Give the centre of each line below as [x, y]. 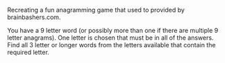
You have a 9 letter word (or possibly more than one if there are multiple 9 [113, 30]
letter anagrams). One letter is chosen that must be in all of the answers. [110, 38]
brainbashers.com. [34, 17]
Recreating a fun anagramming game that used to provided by [96, 10]
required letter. [28, 52]
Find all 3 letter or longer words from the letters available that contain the [111, 45]
